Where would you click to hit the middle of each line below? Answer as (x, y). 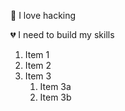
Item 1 (37, 54)
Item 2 (38, 65)
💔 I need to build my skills (62, 34)
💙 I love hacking (43, 15)
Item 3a (55, 86)
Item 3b (55, 97)
